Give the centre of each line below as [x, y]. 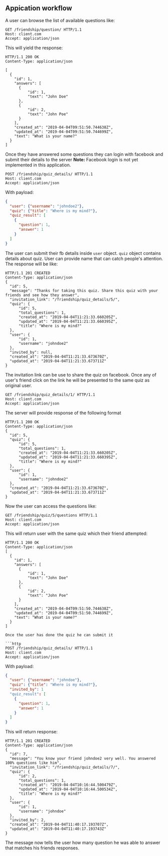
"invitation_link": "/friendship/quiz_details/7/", [65, 768]
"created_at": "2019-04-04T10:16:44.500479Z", [68, 785]
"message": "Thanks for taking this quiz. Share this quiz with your [84, 291]
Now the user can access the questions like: [51, 506]
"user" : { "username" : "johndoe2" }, [47, 206]
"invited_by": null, [31, 352]
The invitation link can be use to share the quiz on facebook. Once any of [81, 374]
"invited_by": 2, [28, 820]
